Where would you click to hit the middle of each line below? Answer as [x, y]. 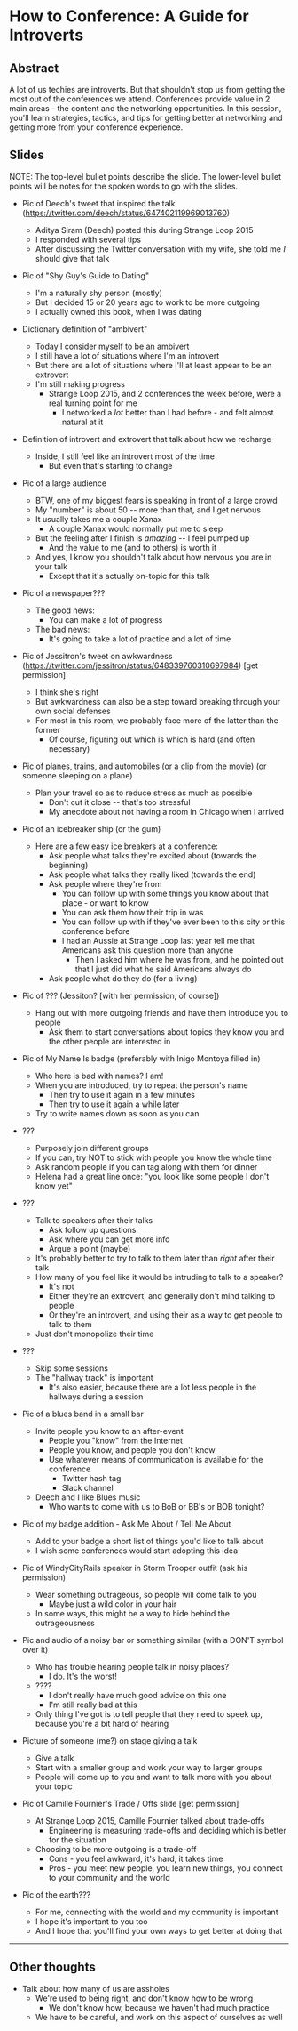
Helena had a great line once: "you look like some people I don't [152, 1176]
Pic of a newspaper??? [63, 592]
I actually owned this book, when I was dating [118, 311]
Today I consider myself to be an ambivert [112, 346]
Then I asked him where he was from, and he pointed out [179, 959]
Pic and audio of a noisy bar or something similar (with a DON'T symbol [153, 1640]
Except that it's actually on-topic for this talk [129, 576]
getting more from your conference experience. [96, 127]
